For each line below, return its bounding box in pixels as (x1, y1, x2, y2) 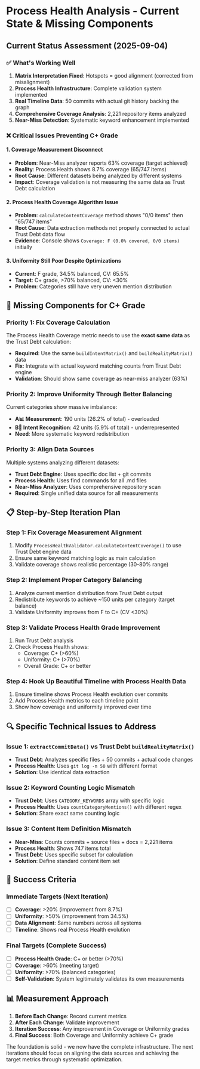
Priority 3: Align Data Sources (6, 445, 94, 454)
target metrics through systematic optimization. (6, 1055, 123, 1063)
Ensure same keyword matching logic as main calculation (14, 554, 156, 562)
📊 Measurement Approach (6, 994, 109, 1004)
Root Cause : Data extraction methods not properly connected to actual (14, 224, 190, 232)
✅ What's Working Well (6, 58, 76, 67)
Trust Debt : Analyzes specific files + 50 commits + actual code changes (14, 756, 193, 763)
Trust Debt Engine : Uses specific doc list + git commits (14, 470, 152, 477)
